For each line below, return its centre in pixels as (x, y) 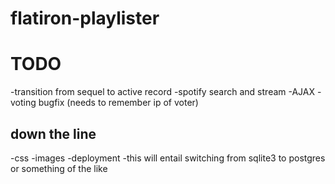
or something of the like (59, 168)
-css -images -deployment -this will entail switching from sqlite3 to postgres (168, 158)
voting (23, 103)
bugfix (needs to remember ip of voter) (118, 103)
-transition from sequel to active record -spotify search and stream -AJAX (163, 92)
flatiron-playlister (85, 18)
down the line (53, 133)
